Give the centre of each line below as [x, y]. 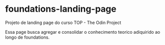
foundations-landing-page [61, 9]
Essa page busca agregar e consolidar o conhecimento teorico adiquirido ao [83, 32]
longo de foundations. [27, 37]
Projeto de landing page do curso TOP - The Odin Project [63, 22]
